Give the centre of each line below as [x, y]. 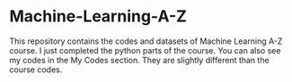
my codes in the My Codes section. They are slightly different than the [139, 60]
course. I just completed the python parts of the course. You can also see [145, 50]
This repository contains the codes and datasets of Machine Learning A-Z [146, 41]
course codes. [36, 70]
